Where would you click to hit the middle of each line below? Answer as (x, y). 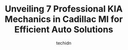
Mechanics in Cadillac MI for (64, 19)
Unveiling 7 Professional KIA (64, 9)
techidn (64, 43)
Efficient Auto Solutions (64, 30)
